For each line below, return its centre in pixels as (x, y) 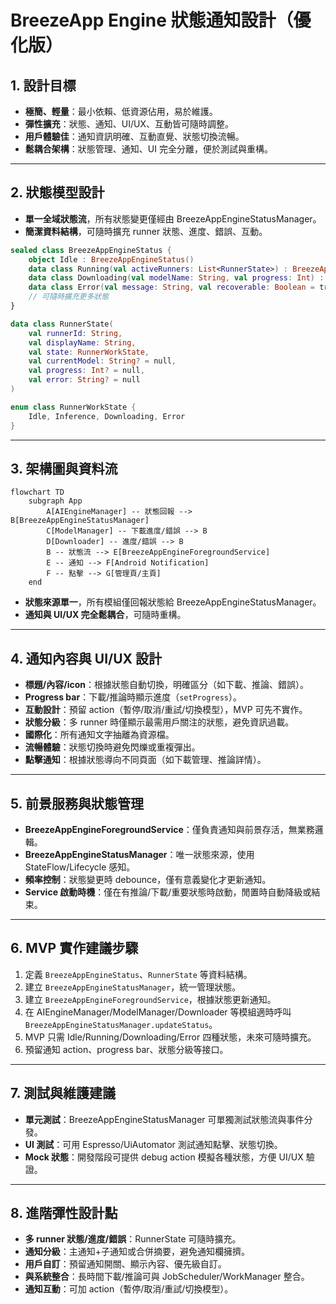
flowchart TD (37, 492)
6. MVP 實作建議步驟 (74, 948)
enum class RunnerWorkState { (73, 407)
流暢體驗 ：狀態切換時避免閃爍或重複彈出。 (112, 747)
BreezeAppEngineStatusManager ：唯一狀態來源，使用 (139, 854)
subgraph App (55, 501)
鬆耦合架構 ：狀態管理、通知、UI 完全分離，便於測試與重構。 (148, 149)
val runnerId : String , (75, 333)
